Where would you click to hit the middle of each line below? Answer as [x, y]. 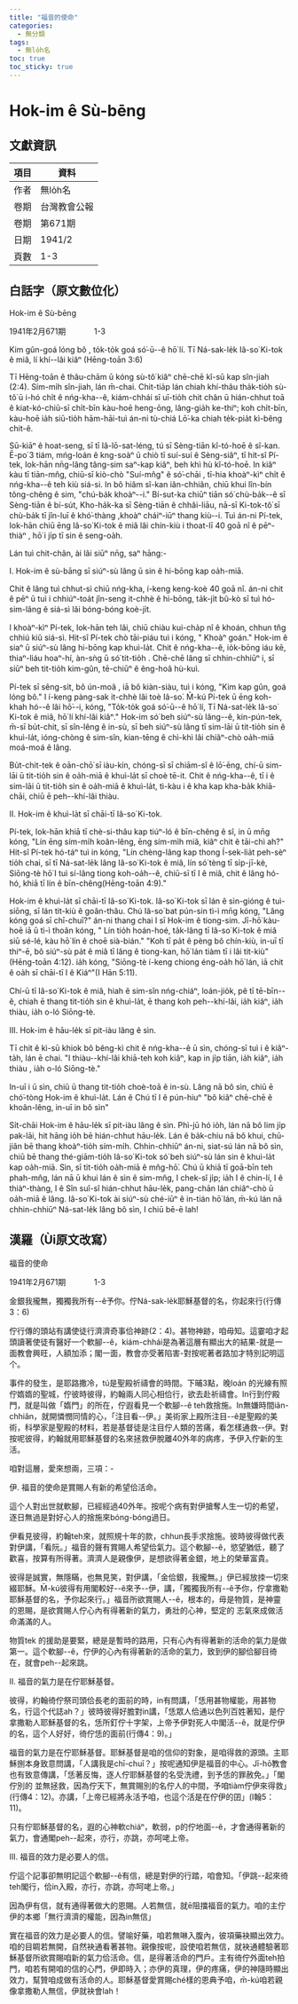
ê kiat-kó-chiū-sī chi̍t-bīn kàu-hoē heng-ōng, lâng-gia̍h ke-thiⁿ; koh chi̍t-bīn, [149, 407]
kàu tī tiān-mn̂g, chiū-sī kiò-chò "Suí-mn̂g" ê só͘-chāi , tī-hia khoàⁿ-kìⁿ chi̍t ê [147, 474]
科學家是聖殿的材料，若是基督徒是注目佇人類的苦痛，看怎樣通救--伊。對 [156, 1427]
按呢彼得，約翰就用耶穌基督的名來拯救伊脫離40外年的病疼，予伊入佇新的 [142, 1438]
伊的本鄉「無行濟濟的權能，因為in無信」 [82, 1916]
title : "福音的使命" [43, 17]
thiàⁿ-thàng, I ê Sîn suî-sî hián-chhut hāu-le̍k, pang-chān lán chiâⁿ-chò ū [141, 1188]
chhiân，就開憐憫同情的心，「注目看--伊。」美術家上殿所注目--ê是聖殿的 [140, 1416]
